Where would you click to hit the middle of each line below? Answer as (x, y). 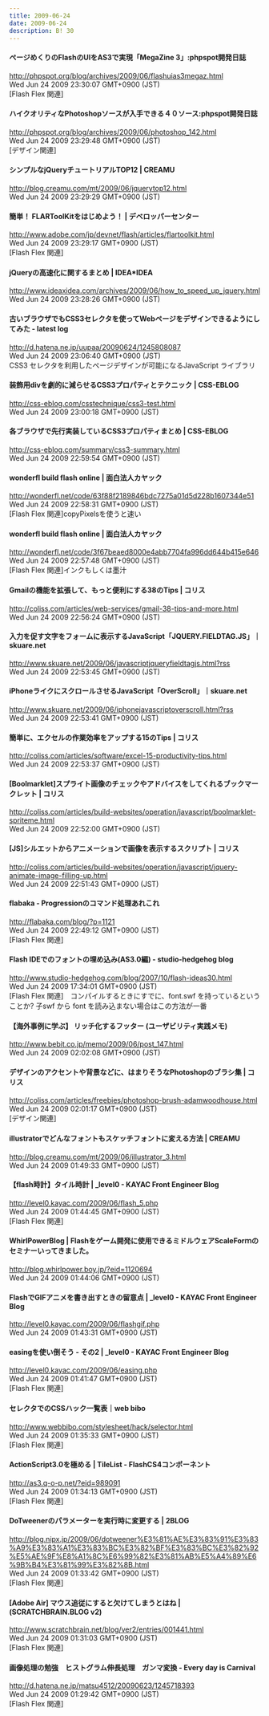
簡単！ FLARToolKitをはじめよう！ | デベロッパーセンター (104, 216)
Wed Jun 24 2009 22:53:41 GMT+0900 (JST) (84, 718)
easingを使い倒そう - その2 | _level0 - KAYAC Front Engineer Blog (119, 1352)
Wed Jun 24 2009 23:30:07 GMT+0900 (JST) (85, 84)
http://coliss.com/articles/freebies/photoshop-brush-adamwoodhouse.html (133, 1100)
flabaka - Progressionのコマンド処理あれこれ (84, 903)
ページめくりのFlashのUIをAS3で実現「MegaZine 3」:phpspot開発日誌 (128, 57)
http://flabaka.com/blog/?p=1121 (62, 921)
